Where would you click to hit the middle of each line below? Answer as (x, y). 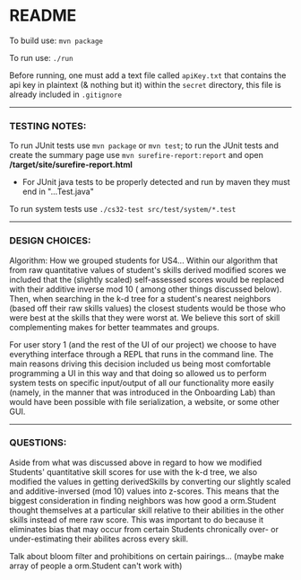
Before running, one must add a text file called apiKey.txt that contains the (148, 75)
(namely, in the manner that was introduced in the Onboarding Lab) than (142, 392)
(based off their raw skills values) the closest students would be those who (148, 308)
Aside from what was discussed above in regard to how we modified (136, 462)
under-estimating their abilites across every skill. (99, 539)
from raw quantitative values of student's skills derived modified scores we (148, 269)
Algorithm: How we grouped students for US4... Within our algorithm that (144, 260)
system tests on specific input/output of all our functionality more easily (142, 382)
